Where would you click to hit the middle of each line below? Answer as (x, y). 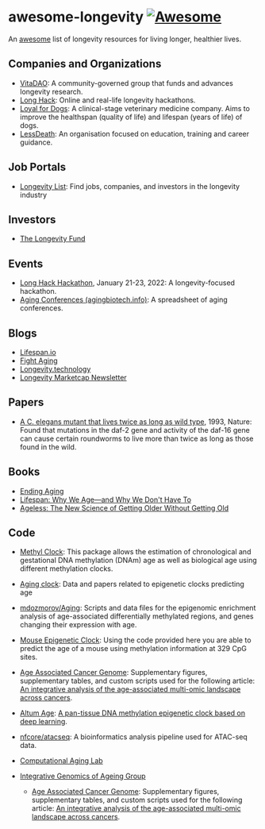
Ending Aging (42, 491)
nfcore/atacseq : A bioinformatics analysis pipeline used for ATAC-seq (133, 737)
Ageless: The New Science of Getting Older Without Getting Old (124, 507)
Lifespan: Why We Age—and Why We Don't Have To (106, 499)
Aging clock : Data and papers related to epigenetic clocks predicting (132, 584)
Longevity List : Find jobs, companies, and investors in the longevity (130, 186)
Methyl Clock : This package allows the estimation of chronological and (135, 552)
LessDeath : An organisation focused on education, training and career (134, 133)
